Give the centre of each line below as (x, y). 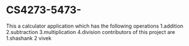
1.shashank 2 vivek (29, 38)
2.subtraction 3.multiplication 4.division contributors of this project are (91, 32)
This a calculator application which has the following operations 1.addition (95, 26)
